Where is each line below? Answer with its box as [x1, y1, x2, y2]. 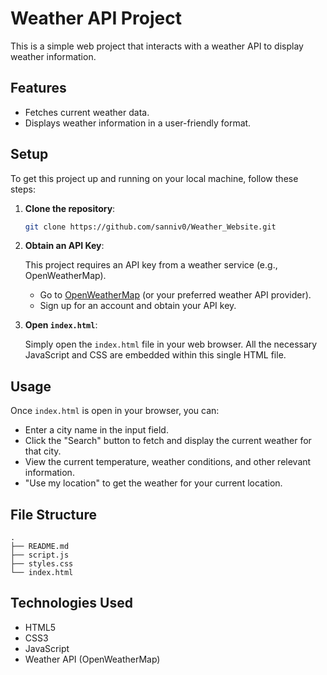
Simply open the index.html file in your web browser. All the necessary [24, 338, 318, 351]
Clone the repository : [24, 202, 116, 214]
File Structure [10, 506, 97, 523]
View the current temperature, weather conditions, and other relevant [24, 456, 312, 468]
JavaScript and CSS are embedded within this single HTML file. [24, 349, 287, 361]
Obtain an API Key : [24, 240, 105, 252]
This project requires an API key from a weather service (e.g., [24, 259, 278, 271]
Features [10, 80, 67, 97]
